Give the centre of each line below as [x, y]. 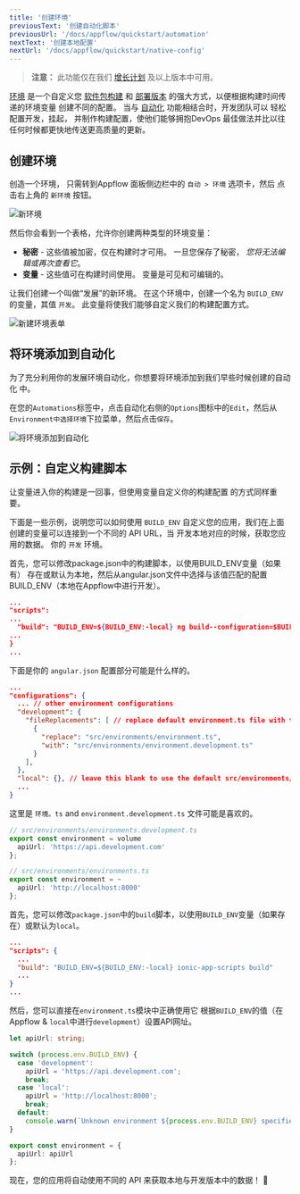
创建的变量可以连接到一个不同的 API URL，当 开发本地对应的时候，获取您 [144, 533]
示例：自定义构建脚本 [68, 468]
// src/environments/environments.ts [79, 872]
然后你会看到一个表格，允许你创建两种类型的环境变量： [111, 232]
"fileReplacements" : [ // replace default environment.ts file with [155, 721]
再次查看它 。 [62, 263]
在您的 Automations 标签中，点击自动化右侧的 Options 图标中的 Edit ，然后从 [143, 407]
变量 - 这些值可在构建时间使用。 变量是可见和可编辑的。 [125, 274]
